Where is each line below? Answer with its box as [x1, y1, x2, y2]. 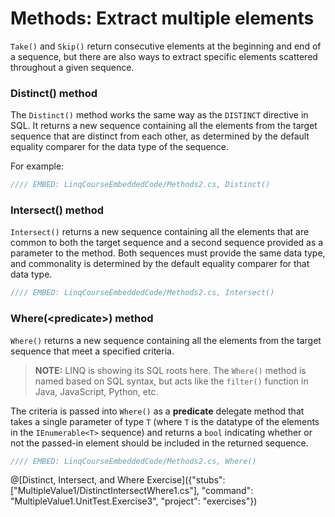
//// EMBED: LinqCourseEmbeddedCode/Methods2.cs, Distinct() [10, 180, 271, 190]
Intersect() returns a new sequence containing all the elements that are [10, 226, 310, 238]
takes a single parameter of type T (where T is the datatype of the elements [10, 415, 320, 427]
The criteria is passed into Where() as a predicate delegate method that [10, 405, 305, 417]
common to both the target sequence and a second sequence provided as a [10, 237, 324, 249]
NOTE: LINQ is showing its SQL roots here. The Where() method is [34, 364, 307, 376]
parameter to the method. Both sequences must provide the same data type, [10, 247, 326, 259]
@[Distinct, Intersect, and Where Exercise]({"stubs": [10, 474, 226, 486]
